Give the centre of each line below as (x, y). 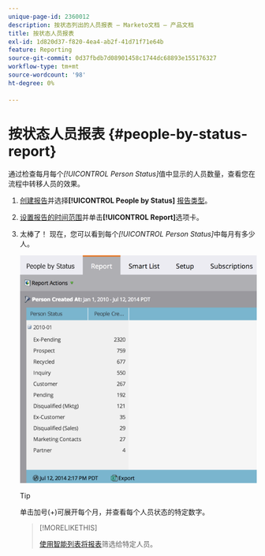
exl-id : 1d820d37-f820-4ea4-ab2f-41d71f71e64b (86, 42)
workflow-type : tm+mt (44, 67)
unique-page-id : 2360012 (49, 17)
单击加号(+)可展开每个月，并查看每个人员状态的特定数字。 (114, 512)
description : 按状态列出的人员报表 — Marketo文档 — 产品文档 (101, 25)
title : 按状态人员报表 (41, 33)
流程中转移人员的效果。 (46, 184)
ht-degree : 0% (32, 83)
